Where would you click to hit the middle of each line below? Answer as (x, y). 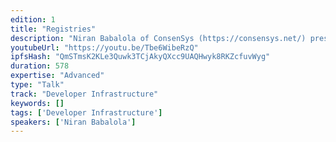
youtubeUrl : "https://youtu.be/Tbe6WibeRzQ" (104, 47)
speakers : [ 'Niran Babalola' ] (73, 122)
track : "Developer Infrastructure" (84, 94)
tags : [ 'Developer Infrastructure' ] (86, 112)
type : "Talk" (37, 85)
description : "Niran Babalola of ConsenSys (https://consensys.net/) (158, 38)
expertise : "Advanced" (57, 76)
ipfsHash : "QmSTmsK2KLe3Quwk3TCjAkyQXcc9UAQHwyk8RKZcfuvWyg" (140, 57)
